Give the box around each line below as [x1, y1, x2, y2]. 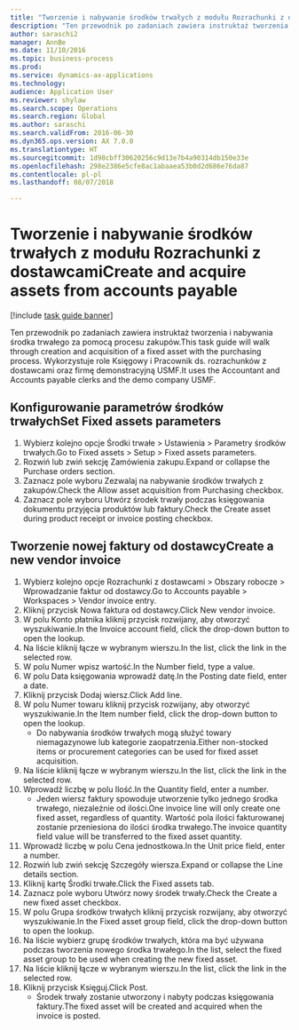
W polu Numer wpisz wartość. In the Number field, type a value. [22, 661, 256, 671]
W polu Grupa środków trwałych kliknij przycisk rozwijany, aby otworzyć [22, 907, 287, 917]
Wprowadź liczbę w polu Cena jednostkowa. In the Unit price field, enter [22, 840, 286, 851]
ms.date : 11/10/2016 [10, 46, 87, 55]
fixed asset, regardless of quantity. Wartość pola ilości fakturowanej [35, 812, 285, 822]
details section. [22, 868, 79, 879]
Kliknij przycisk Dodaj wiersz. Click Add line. [22, 689, 183, 700]
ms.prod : [10, 63, 43, 72]
